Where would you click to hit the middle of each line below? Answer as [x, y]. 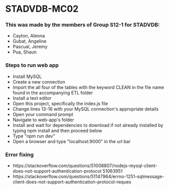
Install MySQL [27, 76]
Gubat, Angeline [29, 41]
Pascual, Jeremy [30, 47]
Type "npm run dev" [34, 136]
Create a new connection [39, 82]
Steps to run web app [32, 65]
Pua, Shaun [25, 52]
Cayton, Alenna [29, 36]
